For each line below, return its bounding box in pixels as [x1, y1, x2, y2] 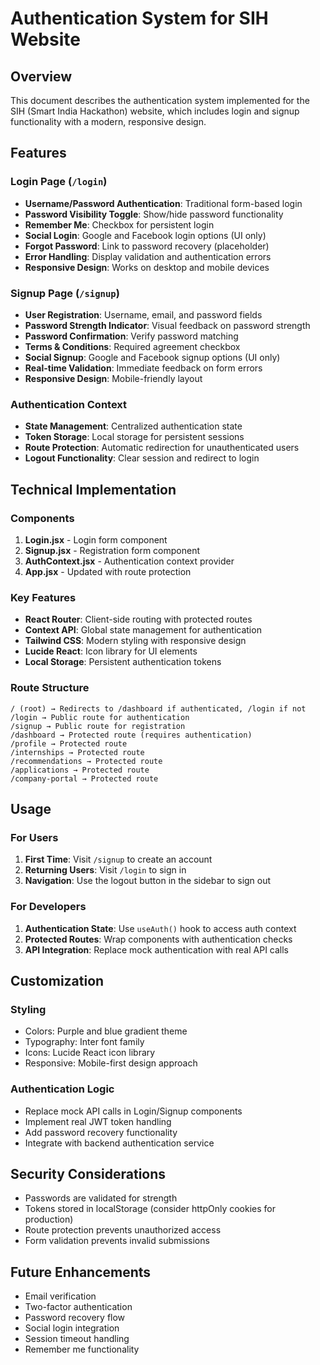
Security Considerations [10, 1165, 167, 1182]
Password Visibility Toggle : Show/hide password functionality [24, 208, 284, 220]
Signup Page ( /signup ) [10, 286, 120, 300]
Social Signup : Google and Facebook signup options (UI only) [24, 351, 281, 363]
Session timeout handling [24, 1333, 130, 1345]
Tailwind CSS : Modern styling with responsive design [24, 635, 247, 647]
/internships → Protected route [10, 747, 145, 757]
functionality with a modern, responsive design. [10, 116, 207, 127]
